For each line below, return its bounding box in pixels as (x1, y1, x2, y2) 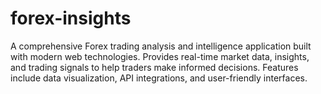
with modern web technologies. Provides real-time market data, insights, (10, 50, 310, 62)
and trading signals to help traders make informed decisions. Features (10, 61, 299, 73)
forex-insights (10, 7, 132, 30)
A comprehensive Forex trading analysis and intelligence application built (10, 40, 312, 52)
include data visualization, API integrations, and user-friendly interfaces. (10, 72, 308, 84)
